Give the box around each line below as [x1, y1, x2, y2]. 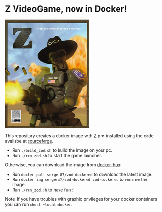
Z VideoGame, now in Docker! [5, 3, 127, 15]
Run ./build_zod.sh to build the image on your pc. [12, 147, 113, 153]
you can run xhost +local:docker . [5, 201, 73, 207]
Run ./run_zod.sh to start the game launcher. [12, 152, 103, 158]
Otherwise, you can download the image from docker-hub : [5, 162, 122, 168]
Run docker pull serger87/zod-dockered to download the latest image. [12, 171, 153, 177]
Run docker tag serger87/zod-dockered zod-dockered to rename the [12, 176, 147, 182]
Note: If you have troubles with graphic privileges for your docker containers [5, 196, 157, 202]
